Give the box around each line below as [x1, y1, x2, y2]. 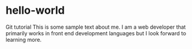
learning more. [5, 36, 42, 43]
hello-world [5, 4, 65, 17]
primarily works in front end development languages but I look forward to [5, 29, 187, 36]
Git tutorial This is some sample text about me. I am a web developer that [5, 23, 186, 30]
